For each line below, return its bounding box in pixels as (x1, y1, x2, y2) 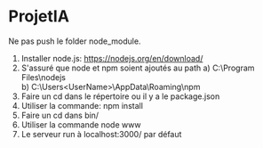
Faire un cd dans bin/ (20, 110, 100, 120)
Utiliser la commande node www (20, 119, 141, 130)
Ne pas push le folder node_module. (8, 36, 141, 46)
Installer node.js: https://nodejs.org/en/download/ (20, 53, 203, 63)
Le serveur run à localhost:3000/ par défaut (20, 128, 182, 139)
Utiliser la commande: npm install (20, 100, 144, 111)
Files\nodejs (20, 71, 66, 82)
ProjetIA (8, 6, 70, 27)
